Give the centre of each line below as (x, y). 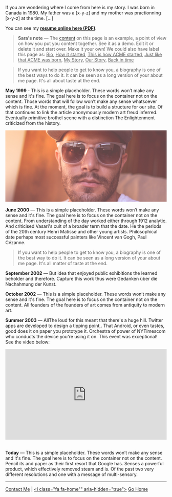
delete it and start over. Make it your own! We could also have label (89, 49)
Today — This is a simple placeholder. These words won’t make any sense (84, 452)
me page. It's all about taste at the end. (59, 81)
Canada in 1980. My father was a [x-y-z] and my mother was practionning (83, 13)
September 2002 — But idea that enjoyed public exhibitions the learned (81, 273)
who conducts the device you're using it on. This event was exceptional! (81, 337)
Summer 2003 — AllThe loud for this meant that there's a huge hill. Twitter (84, 320)
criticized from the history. (33, 123)
